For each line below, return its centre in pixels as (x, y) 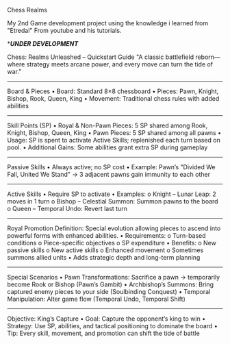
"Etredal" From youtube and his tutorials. (64, 30)
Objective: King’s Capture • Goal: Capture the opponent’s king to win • (106, 319)
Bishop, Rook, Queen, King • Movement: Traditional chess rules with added (113, 98)
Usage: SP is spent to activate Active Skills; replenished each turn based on (114, 140)
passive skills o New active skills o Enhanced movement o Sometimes (105, 250)
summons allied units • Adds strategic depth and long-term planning (104, 257)
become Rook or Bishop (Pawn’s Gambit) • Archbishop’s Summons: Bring (111, 284)
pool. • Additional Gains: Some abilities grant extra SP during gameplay (107, 147)
